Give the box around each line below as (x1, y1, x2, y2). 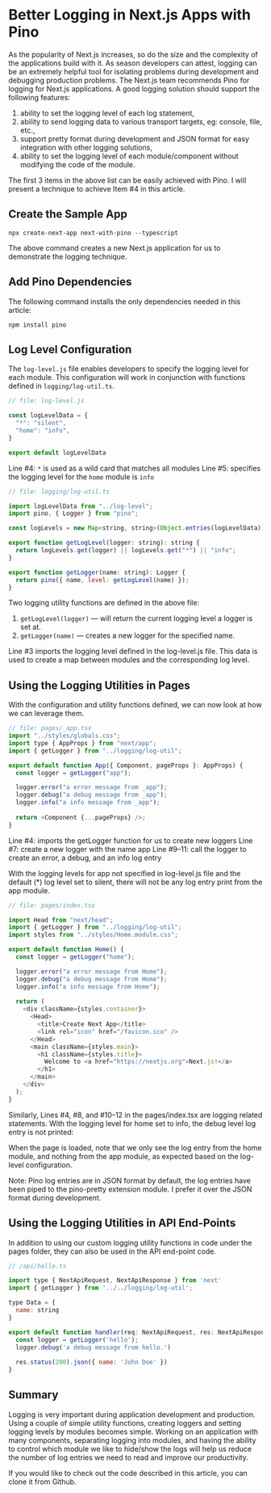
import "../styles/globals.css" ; (8, 732, 121, 740)
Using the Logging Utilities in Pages (8, 678, 191, 692)
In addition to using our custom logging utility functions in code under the (8, 1238, 252, 1247)
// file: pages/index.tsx (8, 901, 95, 909)
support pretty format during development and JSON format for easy (19, 133, 250, 143)
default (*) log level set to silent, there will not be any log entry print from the (8, 877, 263, 887)
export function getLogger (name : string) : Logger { (8, 568, 186, 576)
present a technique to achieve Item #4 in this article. (8, 183, 186, 193)
